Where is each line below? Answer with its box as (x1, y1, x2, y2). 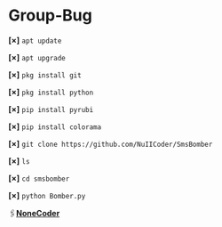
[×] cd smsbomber (8, 173, 70, 183)
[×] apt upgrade (8, 52, 66, 62)
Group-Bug (8, 5, 92, 26)
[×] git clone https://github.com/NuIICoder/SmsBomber (8, 138, 213, 149)
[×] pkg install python (8, 86, 94, 97)
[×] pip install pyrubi (8, 103, 94, 114)
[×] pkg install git (8, 69, 82, 80)
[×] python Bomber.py (8, 190, 86, 200)
